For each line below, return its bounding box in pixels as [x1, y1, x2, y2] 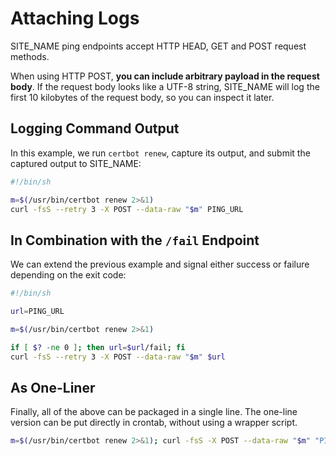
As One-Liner [10, 379, 96, 396]
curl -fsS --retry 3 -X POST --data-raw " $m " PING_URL [10, 204, 244, 214]
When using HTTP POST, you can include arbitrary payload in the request [10, 70, 320, 82]
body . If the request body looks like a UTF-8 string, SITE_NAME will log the [10, 80, 320, 92]
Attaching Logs [10, 7, 140, 30]
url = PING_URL [10, 307, 65, 317]
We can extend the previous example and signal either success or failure [10, 258, 310, 271]
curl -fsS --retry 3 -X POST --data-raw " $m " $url [10, 352, 226, 362]
